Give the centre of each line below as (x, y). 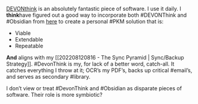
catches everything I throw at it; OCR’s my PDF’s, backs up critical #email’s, (99, 70)
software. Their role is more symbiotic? (55, 95)
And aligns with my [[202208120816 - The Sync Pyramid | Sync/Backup (95, 57)
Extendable (29, 39)
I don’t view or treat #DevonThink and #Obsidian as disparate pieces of (94, 88)
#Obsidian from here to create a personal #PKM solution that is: (85, 21)
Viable (23, 33)
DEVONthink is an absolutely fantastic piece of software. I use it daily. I (94, 9)
